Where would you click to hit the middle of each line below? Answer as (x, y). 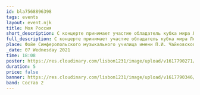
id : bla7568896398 (29, 12)
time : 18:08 (21, 55)
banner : (16, 77)
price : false (22, 72)
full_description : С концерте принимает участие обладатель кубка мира (97, 39)
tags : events (22, 17)
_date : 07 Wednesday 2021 (38, 50)
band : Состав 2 (25, 83)
